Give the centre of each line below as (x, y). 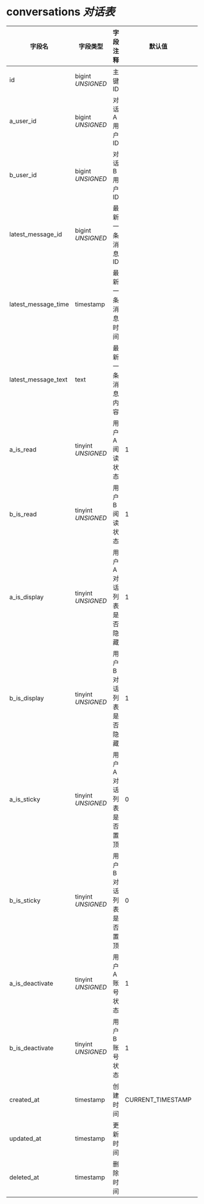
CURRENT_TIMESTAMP (158, 1099)
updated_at (25, 1138)
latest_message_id (36, 234)
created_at (25, 1099)
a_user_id (23, 120)
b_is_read (23, 514)
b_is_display (27, 698)
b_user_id (23, 175)
